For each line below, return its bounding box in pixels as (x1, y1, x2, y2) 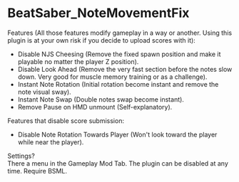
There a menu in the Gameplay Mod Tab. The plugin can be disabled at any (7, 159, 228, 168)
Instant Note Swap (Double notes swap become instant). (17, 95, 184, 104)
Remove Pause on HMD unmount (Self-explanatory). (17, 102, 173, 111)
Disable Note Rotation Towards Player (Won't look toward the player (17, 130, 218, 139)
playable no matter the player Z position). (17, 57, 139, 65)
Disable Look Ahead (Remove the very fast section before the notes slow (17, 65, 233, 73)
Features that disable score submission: (7, 116, 125, 125)
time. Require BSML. (7, 166, 68, 175)
